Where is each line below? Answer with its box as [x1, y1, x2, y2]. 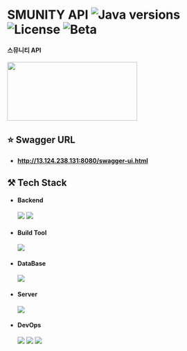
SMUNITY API [7, 7, 89, 23]
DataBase [17, 259, 46, 267]
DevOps [17, 321, 42, 329]
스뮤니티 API [7, 46, 42, 54]
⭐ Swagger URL [7, 134, 76, 146]
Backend [17, 196, 44, 205]
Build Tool [17, 228, 47, 237]
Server [17, 290, 38, 298]
